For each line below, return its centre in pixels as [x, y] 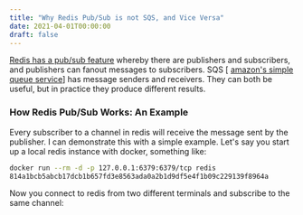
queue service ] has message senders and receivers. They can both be [141, 79]
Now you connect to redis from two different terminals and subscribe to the [150, 193]
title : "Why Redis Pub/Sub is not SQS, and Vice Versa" [117, 18]
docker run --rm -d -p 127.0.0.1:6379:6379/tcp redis [113, 168]
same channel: [37, 203]
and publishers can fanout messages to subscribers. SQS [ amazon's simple [151, 70]
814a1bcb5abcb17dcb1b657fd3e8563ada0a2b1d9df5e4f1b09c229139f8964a [139, 176]
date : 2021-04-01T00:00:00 [60, 26]
